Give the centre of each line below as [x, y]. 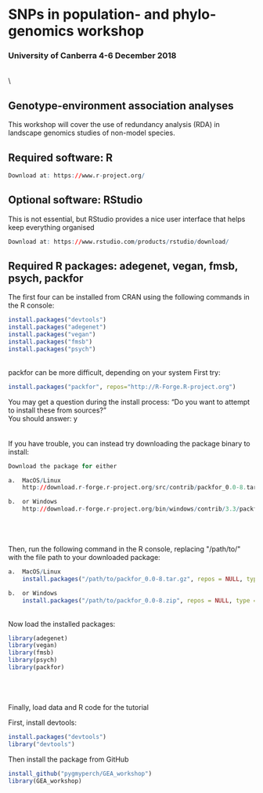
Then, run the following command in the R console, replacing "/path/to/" [124, 549]
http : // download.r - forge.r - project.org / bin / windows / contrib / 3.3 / [131, 509]
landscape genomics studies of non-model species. [92, 133]
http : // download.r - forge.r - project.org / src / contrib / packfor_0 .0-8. [134, 488]
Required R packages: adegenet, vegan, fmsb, [123, 266]
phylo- [194, 15]
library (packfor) [36, 668]
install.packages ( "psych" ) [52, 349]
